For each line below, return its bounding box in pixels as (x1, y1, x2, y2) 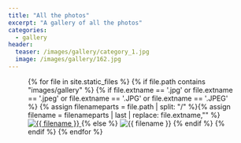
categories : (8, 26, 47, 34)
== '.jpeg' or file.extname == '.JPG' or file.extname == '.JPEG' (28, 93, 228, 103)
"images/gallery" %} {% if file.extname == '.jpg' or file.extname (28, 85, 234, 94)
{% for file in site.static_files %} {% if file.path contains (28, 76, 206, 86)
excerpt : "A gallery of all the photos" (8, 19, 143, 27)
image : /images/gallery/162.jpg (15, 56, 122, 64)
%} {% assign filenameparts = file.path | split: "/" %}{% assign (28, 101, 231, 111)
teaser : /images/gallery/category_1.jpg (15, 48, 150, 56)
